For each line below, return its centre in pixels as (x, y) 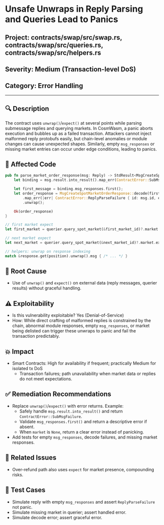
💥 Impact (20, 351)
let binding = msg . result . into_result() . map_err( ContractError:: (82, 180)
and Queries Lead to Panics (62, 19)
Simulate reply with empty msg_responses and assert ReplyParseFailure (83, 502)
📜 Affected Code (31, 164)
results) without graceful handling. (47, 288)
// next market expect (28, 238)
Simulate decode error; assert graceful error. (57, 517)
